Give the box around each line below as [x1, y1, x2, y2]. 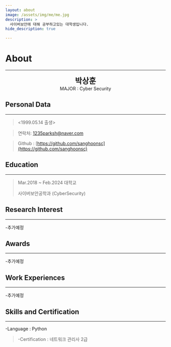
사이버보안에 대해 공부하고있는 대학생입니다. [10, 21, 89, 27]
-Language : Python [5, 326, 47, 332]
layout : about [5, 7, 36, 13]
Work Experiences [5, 273, 65, 282]
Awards [5, 239, 31, 248]
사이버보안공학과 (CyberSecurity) [17, 190, 86, 196]
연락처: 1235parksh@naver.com [17, 130, 84, 136]
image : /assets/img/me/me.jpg [5, 12, 70, 17]
